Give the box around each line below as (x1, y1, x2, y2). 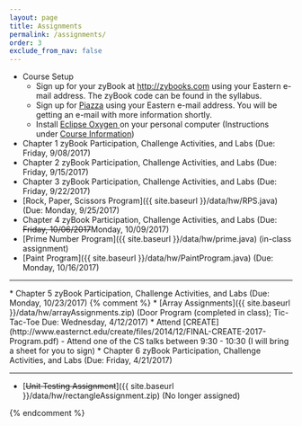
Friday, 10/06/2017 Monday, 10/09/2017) (22, 224, 170, 235)
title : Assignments (9, 22, 83, 31)
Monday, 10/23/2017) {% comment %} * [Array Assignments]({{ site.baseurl (9, 297, 290, 308)
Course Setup (22, 71, 75, 82)
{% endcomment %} (9, 408, 85, 419)
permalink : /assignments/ (9, 30, 106, 39)
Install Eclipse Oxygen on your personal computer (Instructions (35, 119, 270, 130)
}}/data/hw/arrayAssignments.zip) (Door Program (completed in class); (9, 307, 272, 318)
